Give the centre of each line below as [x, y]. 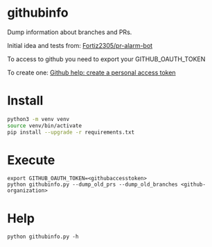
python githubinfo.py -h [43, 237]
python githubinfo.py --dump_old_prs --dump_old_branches [92, 185]
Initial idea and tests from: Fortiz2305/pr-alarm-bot [80, 45]
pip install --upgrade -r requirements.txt [71, 132]
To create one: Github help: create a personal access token [91, 72]
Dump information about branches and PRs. [70, 32]
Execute [31, 160]
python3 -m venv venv [38, 119]
